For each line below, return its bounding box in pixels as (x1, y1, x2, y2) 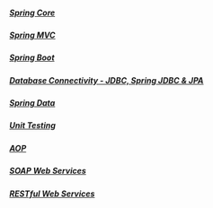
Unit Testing (9, 120, 57, 131)
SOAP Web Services (9, 166, 87, 177)
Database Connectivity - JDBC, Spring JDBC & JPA (9, 74, 204, 85)
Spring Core (9, 7, 56, 18)
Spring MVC (9, 30, 56, 40)
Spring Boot (9, 52, 56, 63)
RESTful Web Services (9, 188, 95, 199)
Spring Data (9, 98, 56, 108)
